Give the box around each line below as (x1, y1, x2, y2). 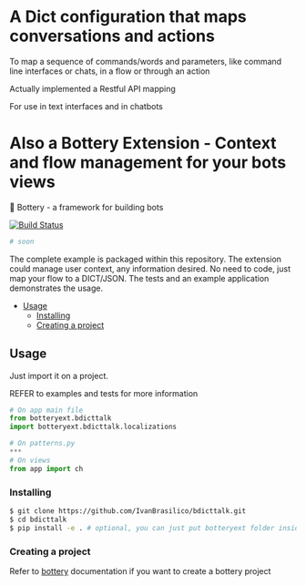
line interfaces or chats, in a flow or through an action (9, 66, 210, 77)
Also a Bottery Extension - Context (9, 133, 277, 154)
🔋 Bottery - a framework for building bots (9, 201, 164, 212)
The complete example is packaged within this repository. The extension (9, 253, 282, 264)
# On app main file (9, 406, 84, 415)
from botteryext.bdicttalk (9, 414, 112, 423)
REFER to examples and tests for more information (9, 387, 199, 398)
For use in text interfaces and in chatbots (9, 100, 164, 111)
